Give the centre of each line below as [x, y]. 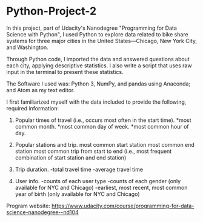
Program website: [28, 206]
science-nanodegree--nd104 [42, 212]
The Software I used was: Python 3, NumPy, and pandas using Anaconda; [98, 84]
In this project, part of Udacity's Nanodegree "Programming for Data [92, 28]
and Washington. [27, 47]
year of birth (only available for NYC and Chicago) [78, 194]
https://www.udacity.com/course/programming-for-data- [123, 206]
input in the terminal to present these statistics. [65, 72]
